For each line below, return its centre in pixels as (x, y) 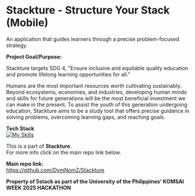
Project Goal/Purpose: (34, 57)
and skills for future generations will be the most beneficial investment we (96, 98)
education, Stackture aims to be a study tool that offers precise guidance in (98, 111)
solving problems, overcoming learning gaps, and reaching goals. (86, 117)
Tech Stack (20, 128)
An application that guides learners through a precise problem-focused (93, 39)
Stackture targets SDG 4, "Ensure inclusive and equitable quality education (97, 68)
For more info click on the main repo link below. (64, 152)
